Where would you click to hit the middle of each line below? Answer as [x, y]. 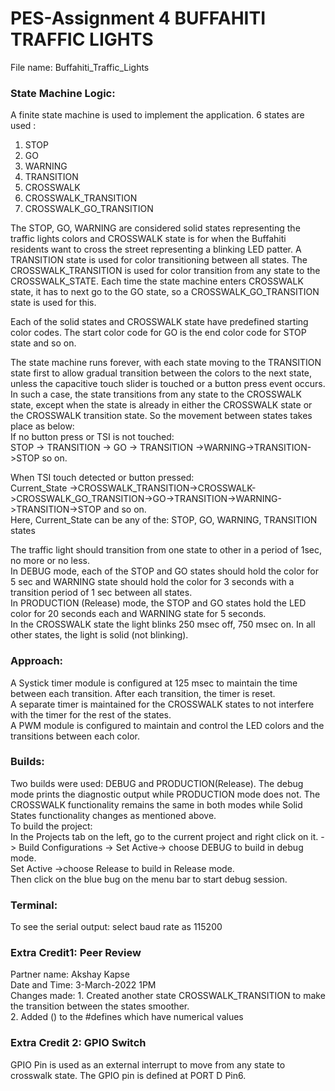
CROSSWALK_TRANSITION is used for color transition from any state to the [165, 271]
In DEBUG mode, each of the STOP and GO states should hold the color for [164, 571]
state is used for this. [53, 303]
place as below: [42, 426]
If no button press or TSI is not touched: [92, 437]
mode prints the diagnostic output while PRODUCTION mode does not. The [165, 794]
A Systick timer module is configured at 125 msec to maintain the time [154, 683]
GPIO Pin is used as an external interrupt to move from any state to [148, 1064]
